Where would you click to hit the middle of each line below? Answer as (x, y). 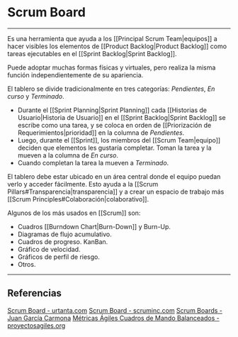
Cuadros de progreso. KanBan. (63, 241)
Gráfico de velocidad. (49, 249)
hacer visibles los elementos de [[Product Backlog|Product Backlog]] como (117, 46)
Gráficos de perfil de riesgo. (59, 257)
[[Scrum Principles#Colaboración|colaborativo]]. (78, 199)
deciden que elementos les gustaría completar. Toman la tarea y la (114, 148)
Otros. (27, 264)
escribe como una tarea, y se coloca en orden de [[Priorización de (114, 125)
